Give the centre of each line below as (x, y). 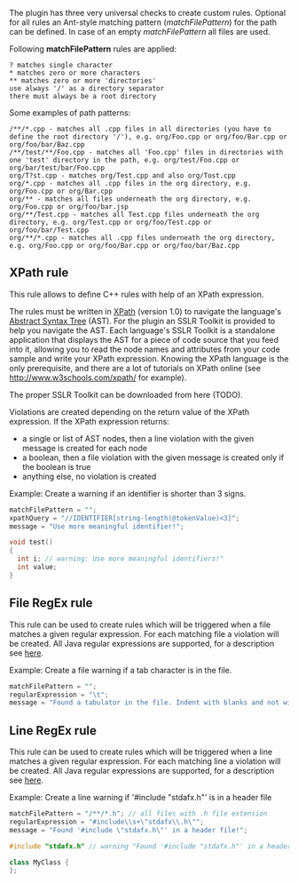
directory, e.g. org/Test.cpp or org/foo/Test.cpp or (111, 222)
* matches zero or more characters (75, 73)
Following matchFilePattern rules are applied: (93, 49)
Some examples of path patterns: (70, 113)
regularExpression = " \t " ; (59, 695)
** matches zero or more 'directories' (83, 81)
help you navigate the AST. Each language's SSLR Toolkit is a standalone (142, 330)
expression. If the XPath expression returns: (90, 421)
